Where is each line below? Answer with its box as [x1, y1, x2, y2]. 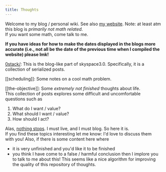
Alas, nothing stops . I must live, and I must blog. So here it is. [5, 126, 130, 131]
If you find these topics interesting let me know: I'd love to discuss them [5, 130, 152, 136]
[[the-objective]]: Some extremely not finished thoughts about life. [5, 85, 140, 91]
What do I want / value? [12, 105, 61, 111]
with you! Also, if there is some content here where [5, 136, 109, 142]
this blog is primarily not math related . [5, 26, 83, 32]
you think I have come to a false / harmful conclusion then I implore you [12, 151, 159, 157]
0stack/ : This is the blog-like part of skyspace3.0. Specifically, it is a [5, 61, 145, 67]
